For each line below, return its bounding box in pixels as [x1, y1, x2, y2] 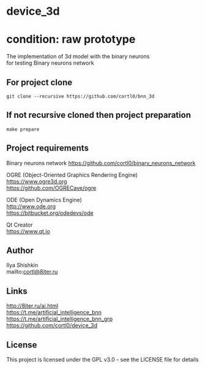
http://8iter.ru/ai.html [6, 302, 59, 309]
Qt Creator [6, 221, 33, 228]
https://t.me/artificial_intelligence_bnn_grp [6, 315, 113, 323]
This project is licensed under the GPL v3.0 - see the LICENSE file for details [6, 356, 199, 363]
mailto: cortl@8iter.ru [6, 268, 58, 276]
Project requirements [6, 143, 89, 153]
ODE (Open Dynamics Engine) [6, 196, 83, 203]
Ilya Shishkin [6, 262, 39, 269]
